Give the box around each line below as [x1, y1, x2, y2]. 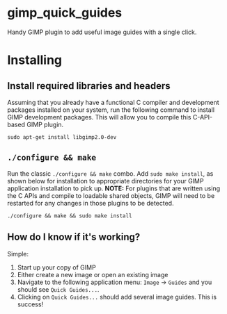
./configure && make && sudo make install [7, 212, 132, 220]
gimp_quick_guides [7, 5, 123, 21]
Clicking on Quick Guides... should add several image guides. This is [17, 292, 217, 301]
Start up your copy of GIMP [17, 263, 96, 272]
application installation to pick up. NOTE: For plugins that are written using [7, 184, 221, 192]
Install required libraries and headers [7, 80, 171, 92]
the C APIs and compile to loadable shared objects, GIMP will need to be [7, 191, 215, 199]
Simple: [7, 249, 29, 258]
